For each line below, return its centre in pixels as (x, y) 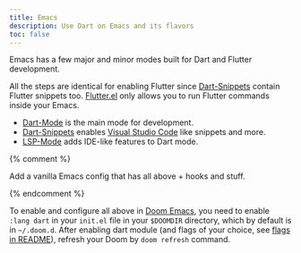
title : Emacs (34, 17)
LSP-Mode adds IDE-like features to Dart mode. (110, 142)
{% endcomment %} (47, 194)
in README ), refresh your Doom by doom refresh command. (120, 240)
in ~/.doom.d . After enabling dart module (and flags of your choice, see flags (150, 230)
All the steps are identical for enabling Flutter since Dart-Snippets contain (145, 87)
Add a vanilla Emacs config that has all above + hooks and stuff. (127, 176)
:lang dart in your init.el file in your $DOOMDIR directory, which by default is (150, 221)
